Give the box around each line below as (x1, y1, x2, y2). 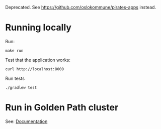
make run (5, 48, 24, 53)
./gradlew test (5, 85, 37, 90)
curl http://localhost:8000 (5, 66, 64, 72)
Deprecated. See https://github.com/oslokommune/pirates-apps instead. (5, 5, 156, 10)
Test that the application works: (5, 57, 70, 63)
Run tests (5, 75, 25, 81)
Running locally (5, 22, 72, 33)
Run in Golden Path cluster (5, 102, 119, 113)
